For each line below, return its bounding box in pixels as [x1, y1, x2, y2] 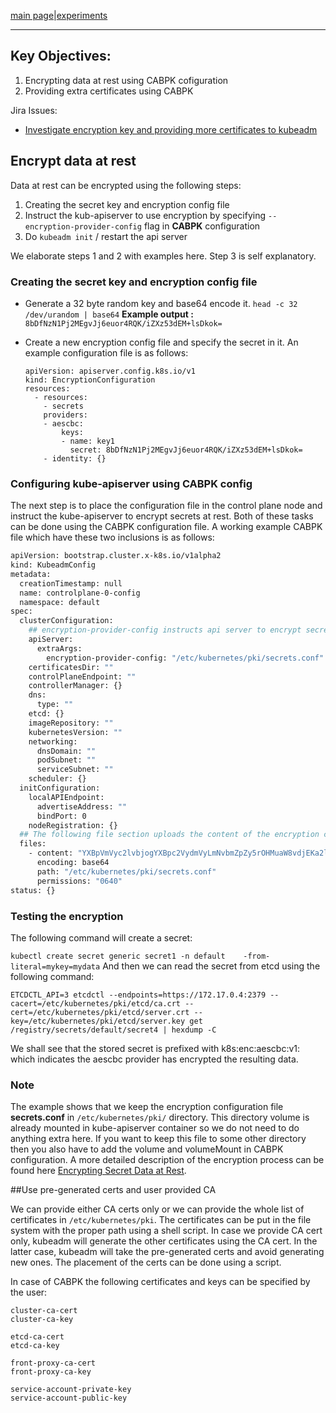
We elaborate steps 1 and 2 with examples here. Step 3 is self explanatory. [10, 250, 317, 262]
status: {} [10, 885, 56, 895]
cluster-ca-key [10, 1315, 74, 1325]
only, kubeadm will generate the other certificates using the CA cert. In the [10, 1235, 318, 1247]
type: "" [36, 700, 74, 710]
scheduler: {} [28, 774, 87, 784]
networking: [28, 736, 78, 747]
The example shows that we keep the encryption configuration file [10, 1101, 284, 1113]
